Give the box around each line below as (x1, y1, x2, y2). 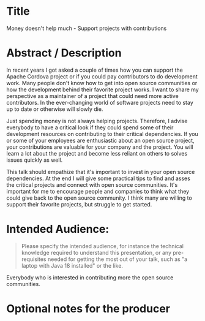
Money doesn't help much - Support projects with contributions (6, 25, 167, 32)
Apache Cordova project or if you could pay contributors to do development (6, 72, 198, 80)
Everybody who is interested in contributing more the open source (6, 274, 174, 281)
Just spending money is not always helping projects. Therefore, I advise (6, 117, 188, 124)
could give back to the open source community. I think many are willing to (6, 194, 193, 202)
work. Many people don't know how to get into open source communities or (6, 79, 198, 86)
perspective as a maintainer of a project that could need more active (6, 92, 179, 99)
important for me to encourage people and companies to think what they (6, 187, 190, 195)
